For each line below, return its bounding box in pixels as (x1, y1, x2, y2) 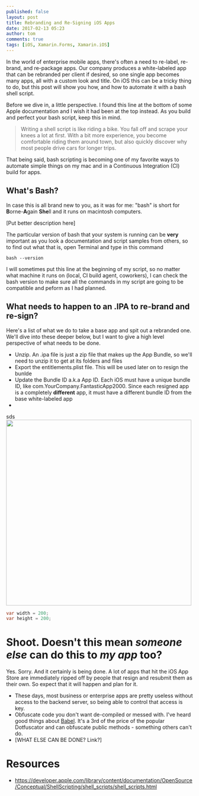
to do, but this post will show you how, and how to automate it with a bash (6, 83, 187, 90)
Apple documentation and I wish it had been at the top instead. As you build (6, 108, 191, 115)
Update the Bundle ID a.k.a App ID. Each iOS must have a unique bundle (14, 376, 191, 383)
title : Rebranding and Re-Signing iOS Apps (6, 20, 115, 26)
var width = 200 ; (6, 610, 49, 616)
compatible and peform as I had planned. (6, 284, 107, 291)
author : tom (6, 31, 36, 37)
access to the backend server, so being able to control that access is (14, 699, 183, 706)
